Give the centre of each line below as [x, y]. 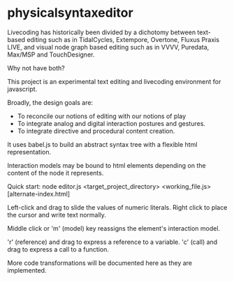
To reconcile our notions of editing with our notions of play [102, 116]
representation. [29, 152]
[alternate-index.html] [39, 194]
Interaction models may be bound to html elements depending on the [107, 165]
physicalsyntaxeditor [71, 13]
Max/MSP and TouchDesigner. [51, 55]
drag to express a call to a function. [58, 249]
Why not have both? [36, 68]
